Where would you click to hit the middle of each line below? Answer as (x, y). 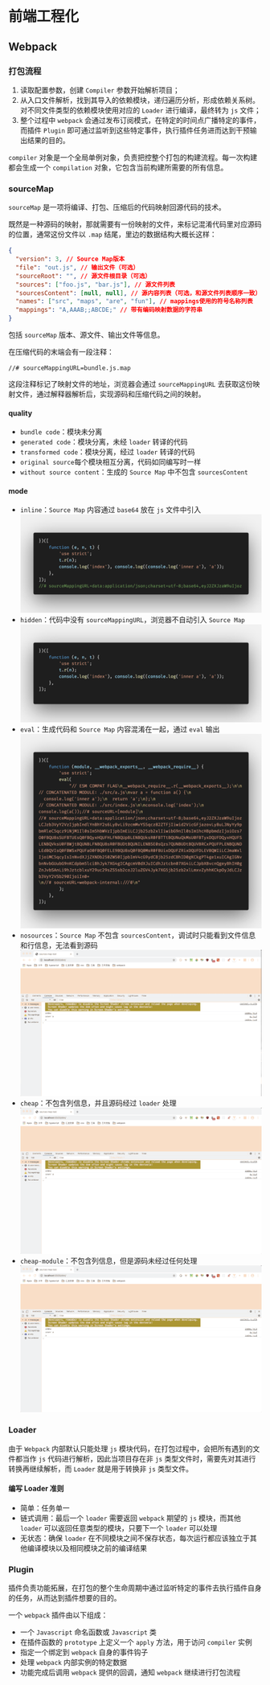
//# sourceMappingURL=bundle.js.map (70, 368)
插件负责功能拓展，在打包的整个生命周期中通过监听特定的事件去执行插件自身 (135, 1588)
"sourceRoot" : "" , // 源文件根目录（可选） (83, 276)
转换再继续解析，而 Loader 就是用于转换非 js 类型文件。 (101, 1469)
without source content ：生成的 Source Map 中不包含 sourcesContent (134, 472)
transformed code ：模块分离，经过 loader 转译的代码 (107, 452)
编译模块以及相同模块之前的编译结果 (87, 1548)
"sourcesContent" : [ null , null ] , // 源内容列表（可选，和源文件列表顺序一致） (138, 293)
